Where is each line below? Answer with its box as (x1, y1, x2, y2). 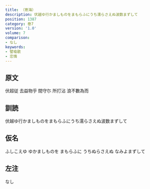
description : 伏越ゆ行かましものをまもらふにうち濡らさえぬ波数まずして (5, 12, 138, 17)
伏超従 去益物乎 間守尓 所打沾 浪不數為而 (5, 88, 89, 94)
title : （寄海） (5, 7, 36, 12)
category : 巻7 (5, 21, 34, 26)
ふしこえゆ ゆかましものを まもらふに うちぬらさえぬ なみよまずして (5, 148, 146, 154)
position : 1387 (5, 16, 37, 21)
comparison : (5, 35, 30, 40)
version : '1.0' (5, 26, 37, 31)
